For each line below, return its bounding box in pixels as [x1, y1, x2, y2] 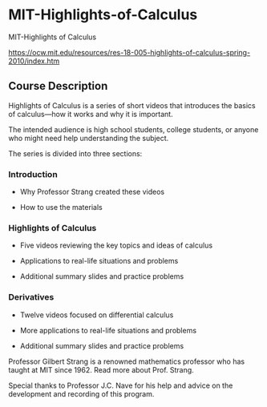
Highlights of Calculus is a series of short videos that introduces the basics [8, 100, 256, 110]
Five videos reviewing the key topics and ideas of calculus [19, 240, 213, 250]
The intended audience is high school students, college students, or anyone [8, 124, 259, 134]
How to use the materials [19, 203, 103, 212]
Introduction [8, 168, 58, 179]
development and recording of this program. [8, 389, 155, 398]
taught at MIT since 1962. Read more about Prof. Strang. [8, 365, 194, 374]
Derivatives [8, 292, 55, 303]
